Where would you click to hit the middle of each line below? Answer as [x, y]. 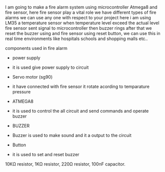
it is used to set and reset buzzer [46, 154]
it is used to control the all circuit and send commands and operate [81, 111]
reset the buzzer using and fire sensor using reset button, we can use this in [83, 33]
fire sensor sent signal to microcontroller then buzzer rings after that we [79, 28]
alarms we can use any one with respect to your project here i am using [78, 18]
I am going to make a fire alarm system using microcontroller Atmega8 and [81, 7]
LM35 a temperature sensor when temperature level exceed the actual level [82, 23]
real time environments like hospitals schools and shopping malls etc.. [77, 39]
